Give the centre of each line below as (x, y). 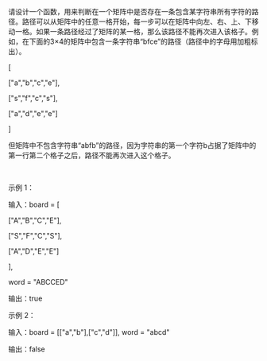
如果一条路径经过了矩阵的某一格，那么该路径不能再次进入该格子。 (143, 31)
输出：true (25, 298)
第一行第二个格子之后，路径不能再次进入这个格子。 (92, 155)
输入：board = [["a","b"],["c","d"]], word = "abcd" (89, 332)
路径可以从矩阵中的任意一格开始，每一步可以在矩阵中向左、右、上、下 (137, 21)
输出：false (27, 349)
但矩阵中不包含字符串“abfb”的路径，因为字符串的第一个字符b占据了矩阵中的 (132, 145)
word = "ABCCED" (39, 282)
